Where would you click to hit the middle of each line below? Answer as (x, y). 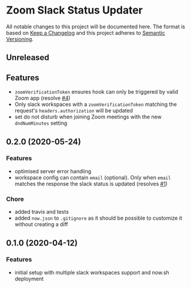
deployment (29, 279)
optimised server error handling (53, 171)
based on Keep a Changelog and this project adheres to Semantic (86, 32)
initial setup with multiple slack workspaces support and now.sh (92, 272)
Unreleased (28, 57)
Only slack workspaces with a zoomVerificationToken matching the (96, 104)
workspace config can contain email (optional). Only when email (93, 177)
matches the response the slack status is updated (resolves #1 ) (91, 184)
